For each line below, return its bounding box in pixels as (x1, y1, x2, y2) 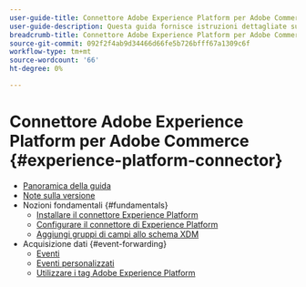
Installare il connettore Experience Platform (36, 209, 199, 220)
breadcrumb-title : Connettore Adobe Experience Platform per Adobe (9, 30, 271, 39)
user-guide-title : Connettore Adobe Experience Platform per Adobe (9, 13, 271, 23)
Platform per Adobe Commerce (9, 131, 250, 151)
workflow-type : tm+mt (9, 47, 92, 56)
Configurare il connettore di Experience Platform (36, 219, 219, 230)
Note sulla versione (22, 190, 96, 200)
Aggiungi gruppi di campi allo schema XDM (36, 229, 199, 240)
